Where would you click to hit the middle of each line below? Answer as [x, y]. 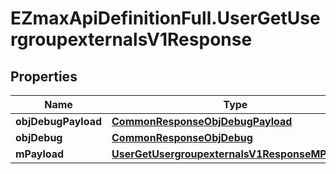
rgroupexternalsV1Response [131, 39]
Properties [44, 76]
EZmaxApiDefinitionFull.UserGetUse [165, 18]
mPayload [40, 154]
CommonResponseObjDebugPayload [202, 121]
